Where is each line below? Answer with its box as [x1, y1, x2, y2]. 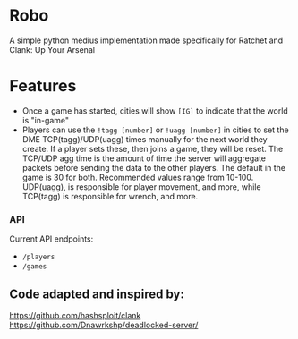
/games [21, 262, 47, 271]
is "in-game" [21, 114, 70, 125]
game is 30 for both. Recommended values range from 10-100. [21, 172, 254, 182]
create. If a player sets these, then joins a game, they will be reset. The [21, 143, 284, 154]
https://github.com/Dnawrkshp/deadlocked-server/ [9, 319, 199, 330]
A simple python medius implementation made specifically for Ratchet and [9, 35, 284, 46]
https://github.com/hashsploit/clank [9, 309, 141, 320]
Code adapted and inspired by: [9, 286, 185, 301]
